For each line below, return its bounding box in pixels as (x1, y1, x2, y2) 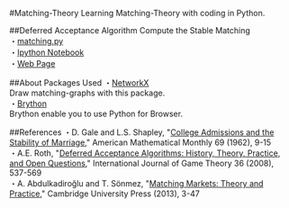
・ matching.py (9, 36, 64, 46)
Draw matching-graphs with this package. (9, 87, 166, 98)
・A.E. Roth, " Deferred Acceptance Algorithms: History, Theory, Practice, (9, 148, 281, 158)
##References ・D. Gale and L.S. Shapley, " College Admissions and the (9, 127, 275, 138)
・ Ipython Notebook (9, 47, 85, 58)
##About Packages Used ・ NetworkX (9, 77, 149, 88)
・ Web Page (9, 59, 56, 68)
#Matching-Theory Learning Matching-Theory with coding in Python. (9, 8, 266, 18)
